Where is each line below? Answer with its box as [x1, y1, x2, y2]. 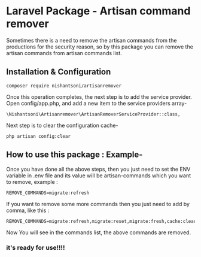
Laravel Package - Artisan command [6, 4, 191, 18]
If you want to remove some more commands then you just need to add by [6, 200, 190, 207]
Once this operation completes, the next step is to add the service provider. [6, 93, 193, 100]
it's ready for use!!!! [6, 244, 65, 252]
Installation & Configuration [6, 67, 111, 77]
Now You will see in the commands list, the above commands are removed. [6, 229, 191, 236]
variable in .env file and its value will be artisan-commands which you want [6, 172, 191, 179]
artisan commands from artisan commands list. [6, 49, 123, 56]
